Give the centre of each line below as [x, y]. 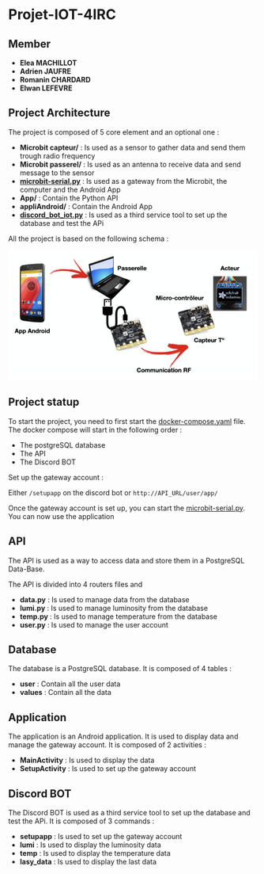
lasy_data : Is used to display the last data [88, 862]
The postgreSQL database [62, 445]
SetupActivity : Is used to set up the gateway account [107, 769]
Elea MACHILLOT [48, 63]
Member [30, 44]
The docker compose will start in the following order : [95, 429]
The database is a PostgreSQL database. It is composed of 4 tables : [120, 669]
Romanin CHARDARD [55, 80]
